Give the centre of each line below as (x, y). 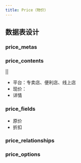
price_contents (25, 60)
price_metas (21, 47)
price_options (23, 154)
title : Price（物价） (27, 10)
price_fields (21, 109)
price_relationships (30, 140)
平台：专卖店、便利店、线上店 (44, 83)
